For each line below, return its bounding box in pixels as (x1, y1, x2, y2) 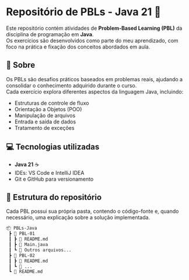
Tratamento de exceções (14, 124, 75, 131)
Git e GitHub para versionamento (14, 175, 94, 182)
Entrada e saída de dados (14, 118, 76, 125)
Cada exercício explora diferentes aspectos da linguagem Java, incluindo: (6, 88, 184, 95)
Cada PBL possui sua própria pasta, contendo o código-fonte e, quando (6, 208, 179, 215)
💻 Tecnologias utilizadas (6, 142, 100, 152)
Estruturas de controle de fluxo (14, 99, 89, 106)
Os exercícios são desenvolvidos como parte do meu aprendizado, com (6, 37, 179, 44)
